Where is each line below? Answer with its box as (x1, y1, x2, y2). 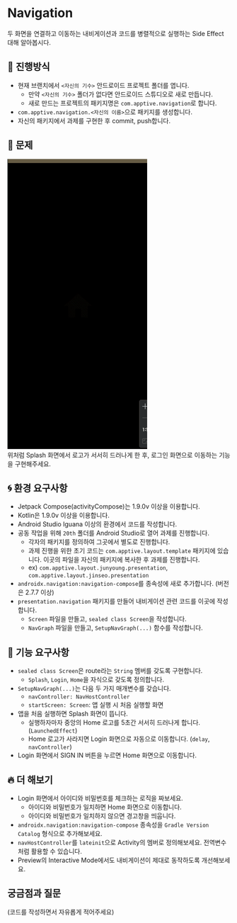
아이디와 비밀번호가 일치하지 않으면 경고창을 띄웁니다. (28, 812, 176, 820)
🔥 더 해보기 (7, 774, 53, 786)
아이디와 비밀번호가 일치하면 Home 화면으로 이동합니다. (28, 803, 182, 811)
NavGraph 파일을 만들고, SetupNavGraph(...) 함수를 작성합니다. (28, 623, 203, 632)
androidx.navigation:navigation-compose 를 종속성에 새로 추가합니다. (17, 579, 214, 588)
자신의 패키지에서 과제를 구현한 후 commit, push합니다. (17, 116, 171, 125)
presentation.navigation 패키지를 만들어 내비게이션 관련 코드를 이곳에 (17, 597, 216, 606)
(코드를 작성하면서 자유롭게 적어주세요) (7, 907, 115, 916)
